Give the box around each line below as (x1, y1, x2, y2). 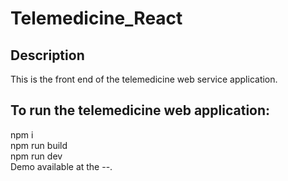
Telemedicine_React (10, 7, 183, 30)
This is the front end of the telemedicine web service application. (10, 73, 278, 85)
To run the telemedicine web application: (10, 102, 271, 119)
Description (10, 47, 85, 64)
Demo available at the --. (10, 160, 113, 172)
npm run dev (10, 150, 63, 162)
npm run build (10, 139, 68, 151)
